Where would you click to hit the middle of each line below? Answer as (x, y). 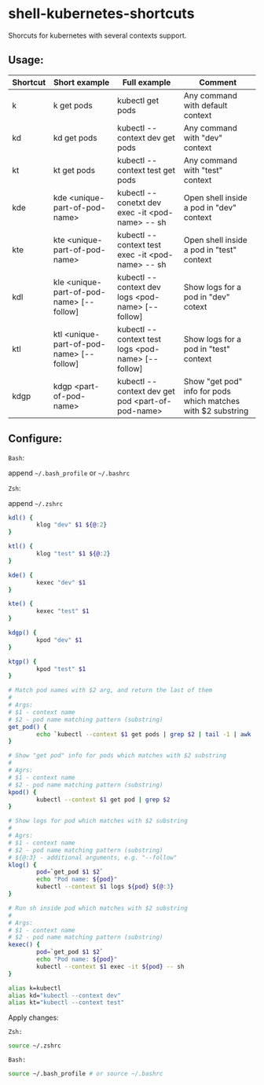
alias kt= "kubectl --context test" (66, 1003)
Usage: (26, 60)
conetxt (132, 203)
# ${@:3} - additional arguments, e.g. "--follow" (93, 857)
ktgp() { (22, 662)
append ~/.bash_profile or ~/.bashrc (69, 473)
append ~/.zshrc (36, 503)
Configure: (35, 439)
